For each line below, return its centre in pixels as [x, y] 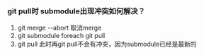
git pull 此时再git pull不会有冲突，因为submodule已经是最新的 [107, 44]
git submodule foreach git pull [61, 36]
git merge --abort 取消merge [59, 28]
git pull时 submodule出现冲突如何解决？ [76, 11]
